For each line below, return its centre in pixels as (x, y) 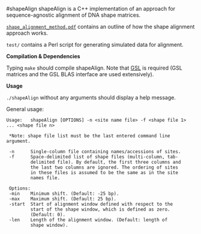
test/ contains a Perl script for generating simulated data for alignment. (95, 45)
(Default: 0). (48, 215)
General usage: (25, 109)
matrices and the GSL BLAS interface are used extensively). (80, 74)
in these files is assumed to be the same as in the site (104, 173)
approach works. (27, 33)
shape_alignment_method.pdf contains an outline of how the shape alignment (100, 27)
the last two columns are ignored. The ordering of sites (104, 167)
